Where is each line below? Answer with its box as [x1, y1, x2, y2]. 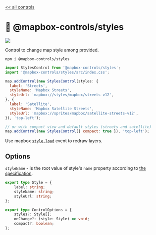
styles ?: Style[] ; [14, 212, 52, 217]
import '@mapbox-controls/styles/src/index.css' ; [5, 70, 110, 75]
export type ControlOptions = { [5, 207, 72, 212]
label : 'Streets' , [9, 83, 48, 88]
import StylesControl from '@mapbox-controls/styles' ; [5, 65, 121, 70]
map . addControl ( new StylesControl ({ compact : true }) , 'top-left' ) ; [5, 129, 150, 134]
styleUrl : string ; [14, 194, 52, 199]
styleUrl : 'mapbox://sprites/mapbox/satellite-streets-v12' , [9, 111, 139, 116]
